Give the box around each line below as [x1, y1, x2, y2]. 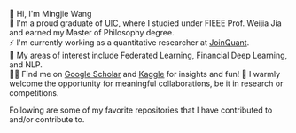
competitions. [9, 88, 59, 98]
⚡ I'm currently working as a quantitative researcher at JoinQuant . [9, 37, 250, 48]
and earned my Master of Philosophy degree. [9, 27, 175, 37]
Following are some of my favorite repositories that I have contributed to [9, 105, 273, 115]
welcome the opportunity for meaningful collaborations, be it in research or [9, 78, 284, 89]
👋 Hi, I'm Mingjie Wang [9, 9, 92, 19]
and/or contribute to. [9, 114, 85, 124]
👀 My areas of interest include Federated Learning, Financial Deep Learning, [9, 50, 288, 60]
